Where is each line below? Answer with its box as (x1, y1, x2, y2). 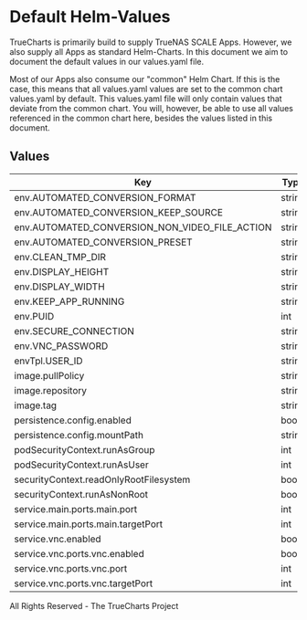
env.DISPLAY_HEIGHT (14, 265, 110, 278)
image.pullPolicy (14, 369, 85, 382)
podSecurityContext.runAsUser (14, 458, 149, 471)
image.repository (14, 384, 88, 396)
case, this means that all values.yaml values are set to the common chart (9, 83, 283, 94)
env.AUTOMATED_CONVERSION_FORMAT (14, 191, 196, 204)
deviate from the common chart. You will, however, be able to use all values (9, 102, 294, 113)
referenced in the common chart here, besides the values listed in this (9, 112, 272, 123)
